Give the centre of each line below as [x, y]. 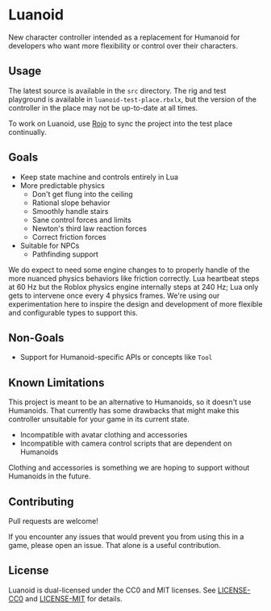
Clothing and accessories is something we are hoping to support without [129, 468]
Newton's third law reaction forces [90, 228]
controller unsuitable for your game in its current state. [99, 419]
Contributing [41, 502]
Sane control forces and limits [81, 220]
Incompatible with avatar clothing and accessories [104, 435]
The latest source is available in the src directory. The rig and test [117, 90]
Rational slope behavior [71, 203]
